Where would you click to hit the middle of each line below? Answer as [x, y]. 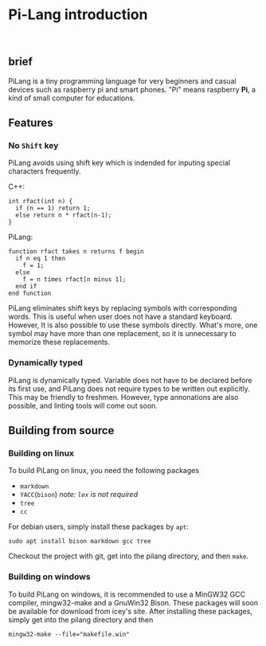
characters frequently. [45, 171]
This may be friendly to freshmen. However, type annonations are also [123, 397]
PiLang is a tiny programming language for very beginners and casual [122, 80]
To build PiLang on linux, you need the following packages [104, 471]
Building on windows [49, 577]
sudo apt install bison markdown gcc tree [80, 542]
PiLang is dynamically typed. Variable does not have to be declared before [130, 380]
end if [26, 287]
